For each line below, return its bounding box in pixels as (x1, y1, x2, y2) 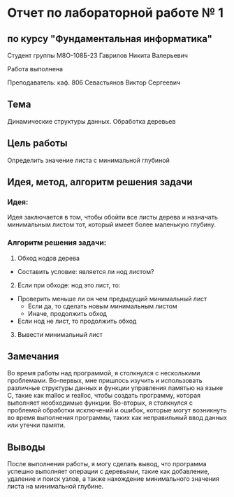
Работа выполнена (7, 65, 64, 73)
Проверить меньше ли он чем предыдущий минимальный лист (17, 294, 207, 303)
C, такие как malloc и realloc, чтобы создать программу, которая (7, 391, 201, 400)
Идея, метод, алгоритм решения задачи (7, 176, 193, 188)
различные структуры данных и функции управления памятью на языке (7, 384, 224, 392)
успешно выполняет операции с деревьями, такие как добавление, (7, 467, 210, 476)
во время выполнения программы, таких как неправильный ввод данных (7, 414, 228, 422)
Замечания (7, 351, 59, 362)
